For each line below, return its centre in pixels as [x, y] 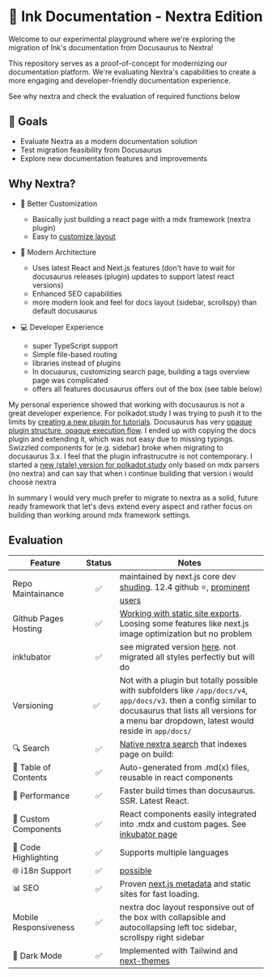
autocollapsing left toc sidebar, [178, 928]
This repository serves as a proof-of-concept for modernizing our [118, 63]
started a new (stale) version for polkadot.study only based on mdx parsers [134, 464]
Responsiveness [44, 928]
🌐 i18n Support [42, 871]
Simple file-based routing [74, 354]
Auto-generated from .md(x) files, [184, 767]
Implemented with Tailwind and [179, 951]
